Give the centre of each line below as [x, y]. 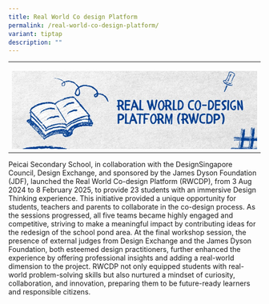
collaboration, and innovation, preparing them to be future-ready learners [129, 283]
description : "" [35, 42]
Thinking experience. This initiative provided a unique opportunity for [122, 198]
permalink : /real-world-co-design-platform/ [84, 25]
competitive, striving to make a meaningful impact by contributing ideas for [132, 223]
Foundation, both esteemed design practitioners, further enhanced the [124, 249]
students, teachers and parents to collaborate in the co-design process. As [132, 206]
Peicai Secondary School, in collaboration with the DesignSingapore [120, 164]
